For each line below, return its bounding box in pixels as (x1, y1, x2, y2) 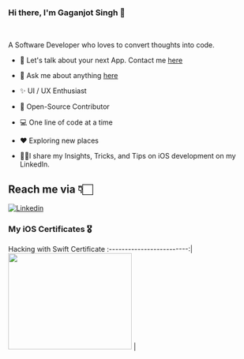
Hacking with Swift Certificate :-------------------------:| (8, 245, 193, 254)
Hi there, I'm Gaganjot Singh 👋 (8, 7, 126, 18)
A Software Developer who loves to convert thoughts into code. (8, 40, 215, 50)
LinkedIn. (19, 159, 50, 169)
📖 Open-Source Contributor (19, 102, 111, 111)
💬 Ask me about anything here (19, 71, 118, 80)
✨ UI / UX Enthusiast (19, 86, 87, 95)
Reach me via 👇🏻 (8, 182, 93, 196)
